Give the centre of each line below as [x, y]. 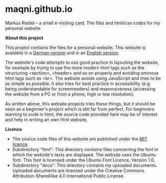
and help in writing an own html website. [46, 119]
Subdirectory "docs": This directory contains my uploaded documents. [85, 165]
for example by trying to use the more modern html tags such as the [75, 68]
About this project [24, 38]
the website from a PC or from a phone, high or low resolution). [70, 94]
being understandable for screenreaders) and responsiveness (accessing [80, 89]
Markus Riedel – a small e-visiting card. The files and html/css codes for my [83, 23]
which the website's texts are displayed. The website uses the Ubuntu [84, 155]
